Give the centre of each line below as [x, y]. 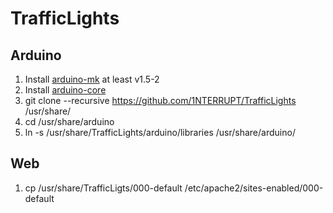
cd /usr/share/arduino [69, 121]
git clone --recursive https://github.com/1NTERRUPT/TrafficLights [160, 100]
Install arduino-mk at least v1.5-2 [92, 79]
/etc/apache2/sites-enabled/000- [254, 188]
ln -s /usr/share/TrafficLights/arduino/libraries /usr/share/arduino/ [160, 132]
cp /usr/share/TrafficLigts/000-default [103, 188]
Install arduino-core [65, 90]
